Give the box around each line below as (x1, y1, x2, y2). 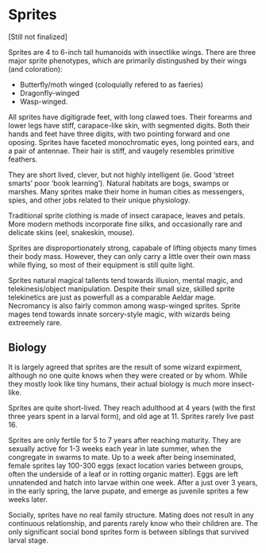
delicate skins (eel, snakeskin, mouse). (8, 227, 135, 237)
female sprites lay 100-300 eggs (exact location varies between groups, (8, 461, 244, 470)
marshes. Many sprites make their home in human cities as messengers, (8, 186, 245, 196)
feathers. (8, 154, 38, 164)
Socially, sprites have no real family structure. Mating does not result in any (8, 510, 254, 520)
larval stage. (8, 535, 49, 545)
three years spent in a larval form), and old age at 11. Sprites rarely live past (8, 411, 254, 421)
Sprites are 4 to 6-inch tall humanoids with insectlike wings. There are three (8, 47, 256, 57)
